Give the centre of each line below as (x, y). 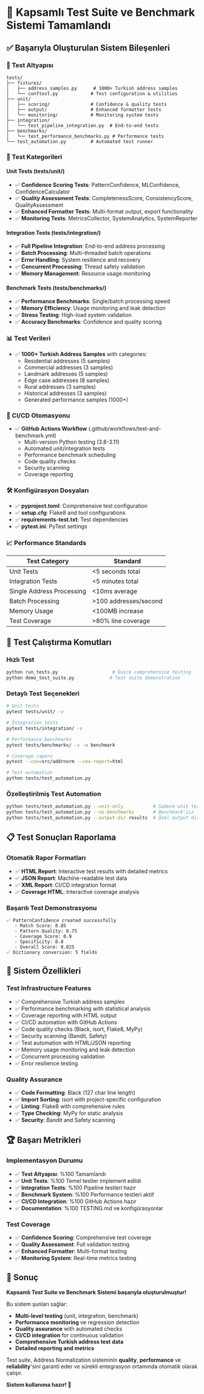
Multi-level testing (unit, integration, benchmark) (76, 1316)
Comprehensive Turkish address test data (69, 1342)
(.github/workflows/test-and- (125, 429)
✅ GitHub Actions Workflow (51, 429)
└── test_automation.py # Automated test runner (80, 141)
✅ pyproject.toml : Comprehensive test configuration (81, 506)
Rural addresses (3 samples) (60, 386)
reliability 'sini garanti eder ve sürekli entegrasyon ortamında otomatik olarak (102, 1366)
